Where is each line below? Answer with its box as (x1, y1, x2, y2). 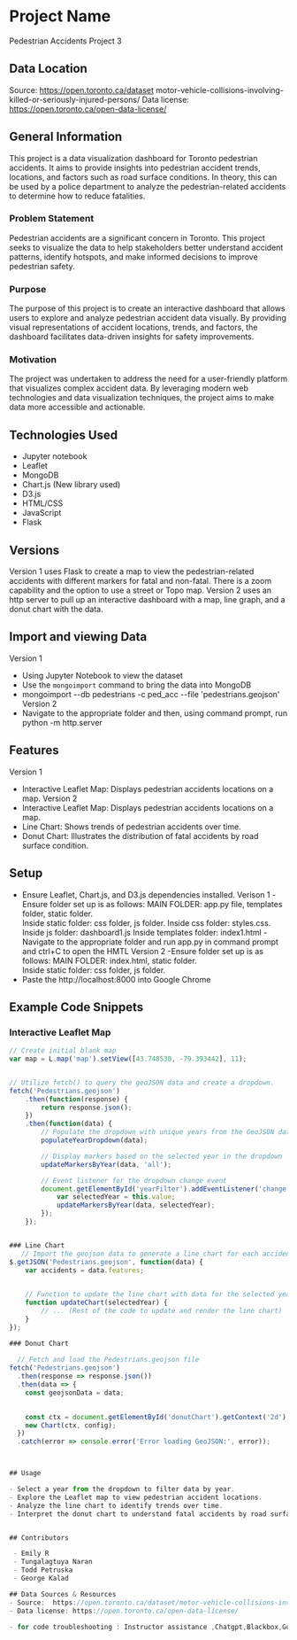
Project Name (9, 6, 111, 27)
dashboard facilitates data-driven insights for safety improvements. (9, 331, 255, 342)
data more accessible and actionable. (9, 401, 146, 413)
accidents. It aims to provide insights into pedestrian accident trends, (9, 162, 261, 173)
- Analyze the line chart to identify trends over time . (9, 1501, 224, 1510)
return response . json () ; (41, 1103, 133, 1112)
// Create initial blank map (9, 1046, 117, 1055)
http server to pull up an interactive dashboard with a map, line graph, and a (9, 595, 286, 605)
